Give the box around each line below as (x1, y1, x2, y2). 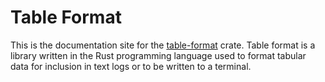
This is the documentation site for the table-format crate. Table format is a (10, 39, 316, 51)
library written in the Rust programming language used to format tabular (10, 49, 307, 61)
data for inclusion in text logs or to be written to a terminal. (10, 60, 252, 72)
